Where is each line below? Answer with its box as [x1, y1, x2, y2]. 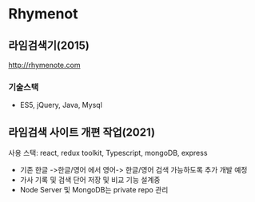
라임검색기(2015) [8, 38, 90, 52]
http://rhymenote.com [8, 61, 81, 69]
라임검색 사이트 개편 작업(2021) [8, 125, 156, 139]
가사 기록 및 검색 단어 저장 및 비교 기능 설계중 [19, 175, 161, 184]
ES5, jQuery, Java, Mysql [19, 101, 102, 110]
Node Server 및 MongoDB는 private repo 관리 [19, 185, 169, 195]
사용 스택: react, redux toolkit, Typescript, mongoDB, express [8, 149, 208, 158]
